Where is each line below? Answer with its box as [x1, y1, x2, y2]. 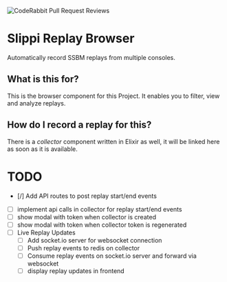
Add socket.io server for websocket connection [27, 236, 162, 244]
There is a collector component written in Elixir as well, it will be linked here [7, 137, 220, 145]
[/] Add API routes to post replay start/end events [17, 192, 157, 200]
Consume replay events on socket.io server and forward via [27, 252, 197, 260]
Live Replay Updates [17, 228, 76, 236]
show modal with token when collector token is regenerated [17, 221, 187, 229]
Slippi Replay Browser [7, 31, 135, 46]
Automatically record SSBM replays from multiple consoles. [7, 53, 175, 61]
